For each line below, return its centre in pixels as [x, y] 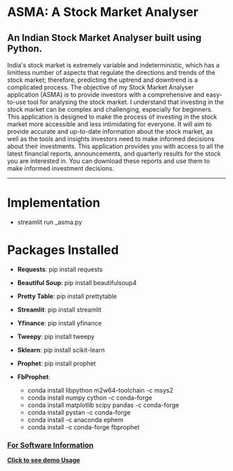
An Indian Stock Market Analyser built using [104, 38]
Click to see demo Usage [44, 460]
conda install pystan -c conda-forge [79, 412]
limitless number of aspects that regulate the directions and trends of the [111, 72]
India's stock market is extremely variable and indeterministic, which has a [113, 65]
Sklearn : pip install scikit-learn [61, 350]
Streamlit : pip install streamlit [59, 309]
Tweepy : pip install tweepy [56, 336]
